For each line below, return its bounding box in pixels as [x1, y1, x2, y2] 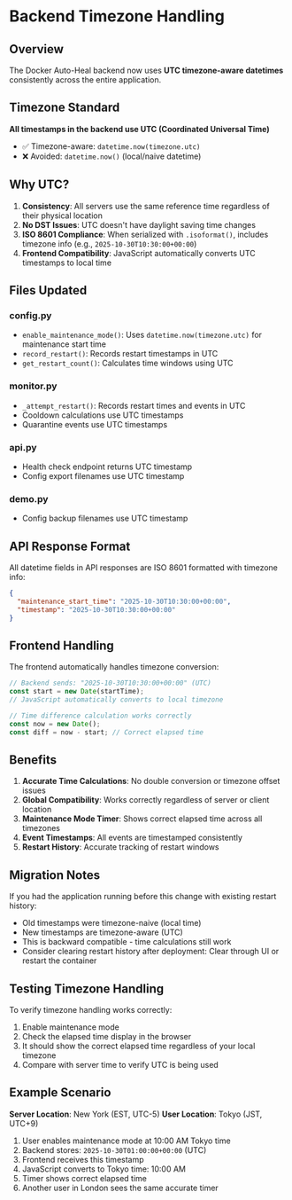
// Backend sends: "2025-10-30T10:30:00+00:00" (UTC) [9, 678, 212, 688]
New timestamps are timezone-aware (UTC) [21, 927, 183, 937]
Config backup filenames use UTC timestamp [21, 513, 188, 524]
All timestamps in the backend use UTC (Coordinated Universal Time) [9, 123, 270, 134]
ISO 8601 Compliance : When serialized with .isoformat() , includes [21, 229, 269, 239]
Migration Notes [9, 867, 100, 882]
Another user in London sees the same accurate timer [21, 1182, 219, 1193]
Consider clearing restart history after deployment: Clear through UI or [21, 946, 280, 957]
